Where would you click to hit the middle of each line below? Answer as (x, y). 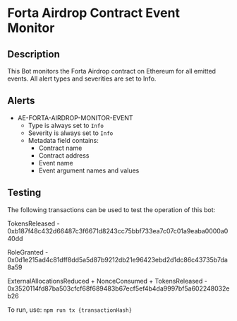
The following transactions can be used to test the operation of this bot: (111, 209)
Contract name (60, 148)
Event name (56, 163)
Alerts (21, 101)
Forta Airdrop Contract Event (93, 13)
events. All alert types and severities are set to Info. (82, 78)
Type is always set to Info (66, 125)
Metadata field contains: (63, 140)
